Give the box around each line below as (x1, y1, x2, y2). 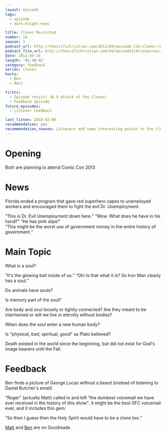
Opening (5, 147, 41, 159)
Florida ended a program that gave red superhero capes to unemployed (5, 198, 151, 204)
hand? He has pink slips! (5, 218, 59, 224)
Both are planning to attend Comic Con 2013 (5, 164, 95, 170)
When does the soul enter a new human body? (5, 321, 100, 327)
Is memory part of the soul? (5, 296, 62, 303)
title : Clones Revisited (5, 30, 56, 35)
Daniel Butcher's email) (5, 385, 53, 391)
